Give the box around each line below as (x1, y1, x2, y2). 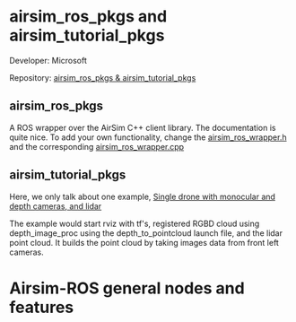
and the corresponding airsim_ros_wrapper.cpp (9, 141, 185, 152)
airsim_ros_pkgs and (9, 6, 168, 27)
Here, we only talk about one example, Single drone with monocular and (9, 191, 276, 202)
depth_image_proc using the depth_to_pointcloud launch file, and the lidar (9, 227, 283, 239)
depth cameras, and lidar (9, 200, 102, 212)
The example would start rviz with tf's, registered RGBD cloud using (9, 218, 260, 229)
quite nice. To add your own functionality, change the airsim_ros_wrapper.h (9, 132, 287, 143)
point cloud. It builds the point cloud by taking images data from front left (9, 237, 280, 248)
